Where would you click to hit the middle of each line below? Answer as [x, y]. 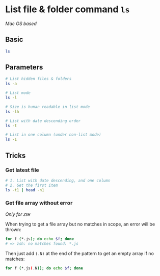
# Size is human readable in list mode [48, 107]
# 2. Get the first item [32, 185]
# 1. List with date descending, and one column [58, 180]
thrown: [13, 229]
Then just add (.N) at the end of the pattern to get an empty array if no [80, 253]
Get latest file [22, 170]
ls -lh [12, 111]
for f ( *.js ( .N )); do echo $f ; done [44, 268]
